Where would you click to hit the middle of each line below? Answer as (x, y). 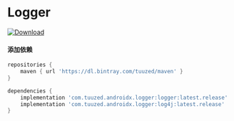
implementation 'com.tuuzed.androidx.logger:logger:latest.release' (124, 98)
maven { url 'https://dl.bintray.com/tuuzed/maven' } (102, 72)
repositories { (30, 65)
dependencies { (30, 91)
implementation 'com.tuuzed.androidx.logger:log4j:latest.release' (122, 104)
